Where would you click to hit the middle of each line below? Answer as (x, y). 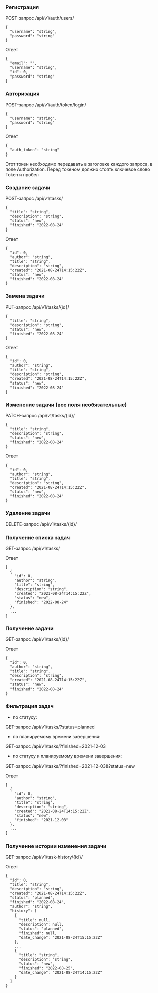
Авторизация (22, 94)
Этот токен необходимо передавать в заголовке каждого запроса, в (79, 164)
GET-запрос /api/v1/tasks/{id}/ (37, 639)
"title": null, (34, 920)
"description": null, (41, 924)
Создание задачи (28, 187)
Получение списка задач (38, 537)
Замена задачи (25, 296)
